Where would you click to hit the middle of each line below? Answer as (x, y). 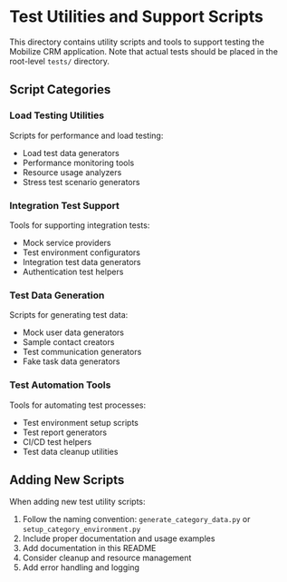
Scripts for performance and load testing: (86, 135)
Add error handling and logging (81, 567)
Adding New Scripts (67, 480)
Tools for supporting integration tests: (80, 225)
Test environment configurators (81, 252)
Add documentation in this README (89, 548)
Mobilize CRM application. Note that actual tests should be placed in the (144, 51)
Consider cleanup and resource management (107, 558)
